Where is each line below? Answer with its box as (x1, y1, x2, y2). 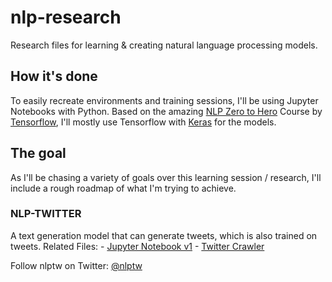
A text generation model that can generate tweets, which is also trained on (10, 229, 318, 241)
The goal (10, 145, 67, 162)
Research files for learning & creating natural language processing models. (10, 39, 318, 51)
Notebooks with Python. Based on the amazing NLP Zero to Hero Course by (10, 105, 323, 117)
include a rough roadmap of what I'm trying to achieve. (10, 182, 237, 194)
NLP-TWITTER (10, 207, 82, 221)
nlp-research (10, 6, 122, 29)
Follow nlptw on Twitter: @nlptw (10, 259, 143, 271)
